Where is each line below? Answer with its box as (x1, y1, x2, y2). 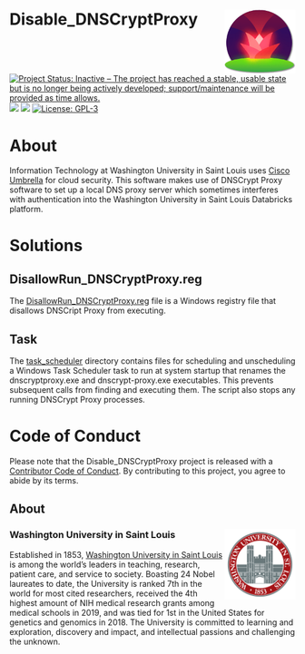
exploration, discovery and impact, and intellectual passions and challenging (9, 626, 295, 637)
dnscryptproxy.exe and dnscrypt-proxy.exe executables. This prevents (9, 375, 274, 386)
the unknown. (9, 636, 61, 647)
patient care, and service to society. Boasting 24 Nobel (9, 568, 215, 580)
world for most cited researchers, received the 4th (9, 588, 198, 599)
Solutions (9, 236, 84, 256)
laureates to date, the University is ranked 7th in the (9, 578, 202, 589)
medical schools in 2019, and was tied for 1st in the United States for (9, 607, 265, 618)
